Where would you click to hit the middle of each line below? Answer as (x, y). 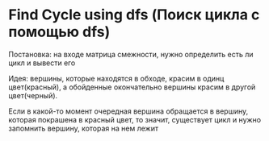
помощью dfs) (59, 32)
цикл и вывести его (42, 63)
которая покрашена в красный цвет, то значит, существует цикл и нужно (134, 119)
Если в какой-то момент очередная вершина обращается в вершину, (128, 111)
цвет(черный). (33, 95)
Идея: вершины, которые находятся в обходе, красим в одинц (116, 78)
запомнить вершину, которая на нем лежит (84, 128)
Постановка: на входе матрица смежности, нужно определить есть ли (131, 54)
